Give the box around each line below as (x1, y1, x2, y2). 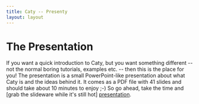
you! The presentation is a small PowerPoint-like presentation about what (6, 72, 185, 79)
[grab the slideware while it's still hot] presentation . (6, 91, 132, 98)
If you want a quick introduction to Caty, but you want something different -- (6, 59, 193, 67)
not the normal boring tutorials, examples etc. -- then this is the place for (6, 66, 184, 73)
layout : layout (6, 14, 44, 20)
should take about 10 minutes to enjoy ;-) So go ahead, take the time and (6, 84, 184, 92)
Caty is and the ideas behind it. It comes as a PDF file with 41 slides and (6, 78, 182, 86)
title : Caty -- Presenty (6, 8, 68, 15)
